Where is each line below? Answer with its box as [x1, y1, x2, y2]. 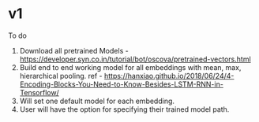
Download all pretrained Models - [19, 46, 129, 55]
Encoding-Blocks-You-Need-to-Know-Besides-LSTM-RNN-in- [19, 79, 223, 89]
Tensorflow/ [19, 87, 59, 97]
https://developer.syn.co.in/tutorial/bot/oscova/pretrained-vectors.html [19, 54, 251, 64]
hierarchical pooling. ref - [19, 71, 103, 80]
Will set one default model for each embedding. [19, 96, 175, 105]
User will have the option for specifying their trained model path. [19, 104, 230, 114]
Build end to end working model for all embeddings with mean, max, [19, 62, 242, 72]
